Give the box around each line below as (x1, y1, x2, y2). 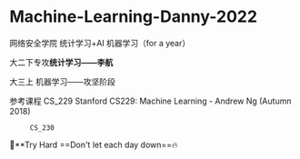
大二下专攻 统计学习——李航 (9, 56, 114, 67)
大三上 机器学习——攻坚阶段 (9, 75, 115, 87)
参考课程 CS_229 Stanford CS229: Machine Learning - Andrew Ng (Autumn (9, 95, 292, 106)
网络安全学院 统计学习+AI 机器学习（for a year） (9, 37, 191, 48)
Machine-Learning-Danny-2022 (9, 6, 257, 27)
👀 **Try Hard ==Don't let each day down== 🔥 (9, 139, 178, 150)
